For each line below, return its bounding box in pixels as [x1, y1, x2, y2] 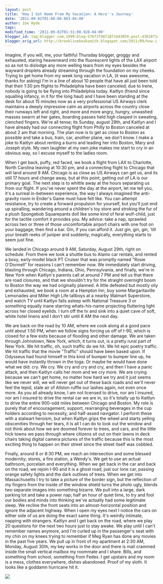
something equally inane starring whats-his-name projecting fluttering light [5, 303, 155, 309]
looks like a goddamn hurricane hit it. [5, 564, 79, 570]
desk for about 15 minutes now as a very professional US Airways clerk [5, 98, 147, 104]
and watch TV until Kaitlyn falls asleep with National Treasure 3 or [5, 298, 137, 303]
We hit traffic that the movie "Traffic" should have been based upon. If [5, 348, 146, 354]
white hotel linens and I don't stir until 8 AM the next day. [5, 313, 119, 319]
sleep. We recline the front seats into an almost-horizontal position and [5, 502, 147, 508]
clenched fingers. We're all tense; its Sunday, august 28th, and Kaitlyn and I [5, 119, 156, 125]
